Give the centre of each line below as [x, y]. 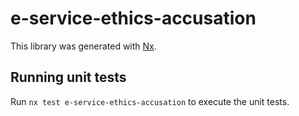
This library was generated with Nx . [83, 46]
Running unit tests [68, 77]
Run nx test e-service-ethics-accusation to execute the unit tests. [150, 101]
